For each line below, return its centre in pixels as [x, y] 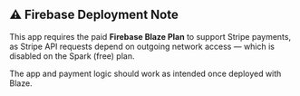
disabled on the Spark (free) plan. [72, 56]
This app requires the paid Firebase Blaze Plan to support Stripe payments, [150, 36]
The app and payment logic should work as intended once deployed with [145, 73]
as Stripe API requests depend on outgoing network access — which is [142, 46]
